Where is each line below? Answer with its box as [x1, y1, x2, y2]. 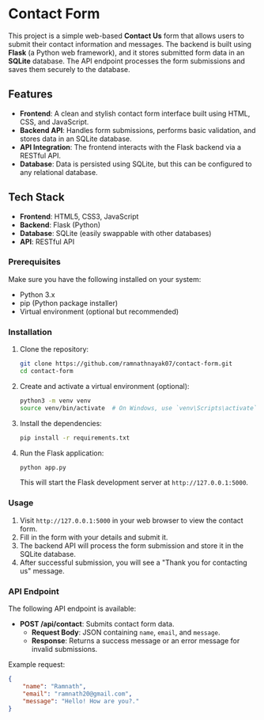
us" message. [19, 566, 65, 575]
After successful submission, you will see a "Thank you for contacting [19, 558, 247, 567]
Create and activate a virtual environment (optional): [19, 381, 190, 390]
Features [8, 88, 53, 101]
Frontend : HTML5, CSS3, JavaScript [19, 211, 139, 221]
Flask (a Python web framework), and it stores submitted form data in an [8, 48, 245, 57]
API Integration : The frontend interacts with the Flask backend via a [19, 142, 242, 151]
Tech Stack [8, 191, 65, 204]
